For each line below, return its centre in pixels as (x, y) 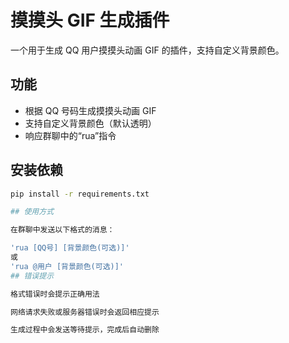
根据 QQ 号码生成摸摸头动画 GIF (90, 110)
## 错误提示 (32, 276)
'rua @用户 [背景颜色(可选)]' (67, 266)
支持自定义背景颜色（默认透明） (90, 123)
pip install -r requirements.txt (80, 194)
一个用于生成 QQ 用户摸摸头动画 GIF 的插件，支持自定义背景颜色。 (147, 50)
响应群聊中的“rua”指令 (70, 135)
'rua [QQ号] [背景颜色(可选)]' (70, 248)
